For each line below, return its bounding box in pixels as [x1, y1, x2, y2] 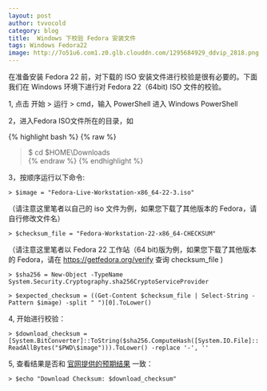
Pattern [8, 299, 34, 307]
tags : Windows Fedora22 [8, 42, 88, 50]
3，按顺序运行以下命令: [8, 173, 86, 182]
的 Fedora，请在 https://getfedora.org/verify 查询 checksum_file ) [8, 255, 224, 264]
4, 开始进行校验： [8, 314, 66, 323]
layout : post [8, 11, 52, 20]
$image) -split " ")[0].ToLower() [37, 299, 152, 307]
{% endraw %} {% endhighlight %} [27, 156, 144, 165]
